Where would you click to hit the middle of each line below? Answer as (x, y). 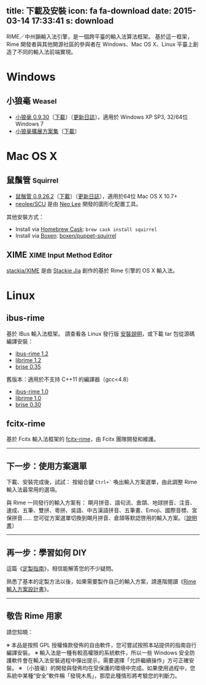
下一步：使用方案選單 (47, 466)
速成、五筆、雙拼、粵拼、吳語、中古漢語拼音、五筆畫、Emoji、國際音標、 (99, 510)
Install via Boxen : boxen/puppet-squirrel (66, 235)
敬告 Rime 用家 (34, 616)
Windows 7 (29, 124)
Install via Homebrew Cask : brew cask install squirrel (86, 229)
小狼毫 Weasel (32, 101)
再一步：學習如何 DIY (47, 552)
